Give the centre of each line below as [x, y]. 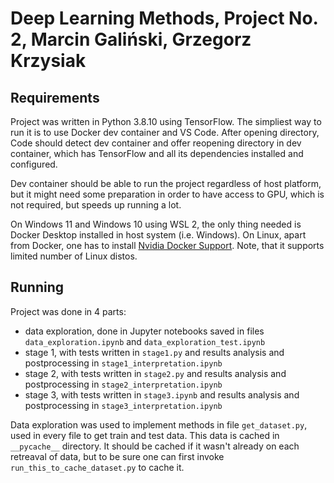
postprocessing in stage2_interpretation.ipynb [123, 384]
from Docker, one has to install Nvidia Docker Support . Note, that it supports [167, 245]
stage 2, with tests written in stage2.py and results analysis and [155, 373]
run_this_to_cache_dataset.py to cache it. [97, 467]
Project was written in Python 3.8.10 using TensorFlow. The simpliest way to [166, 121]
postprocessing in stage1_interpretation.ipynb [123, 363]
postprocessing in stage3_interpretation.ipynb [123, 405]
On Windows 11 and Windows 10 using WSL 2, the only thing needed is [156, 224]
